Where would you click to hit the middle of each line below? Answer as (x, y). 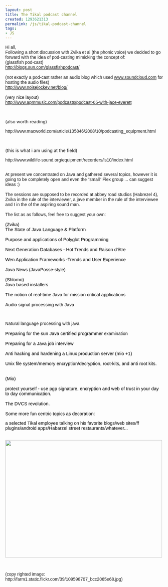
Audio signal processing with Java (40, 305)
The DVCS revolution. (28, 404)
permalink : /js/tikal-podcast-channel (46, 24)
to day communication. (28, 394)
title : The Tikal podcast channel (41, 15)
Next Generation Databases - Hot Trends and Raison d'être (66, 249)
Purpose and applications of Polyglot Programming (57, 239)
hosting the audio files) (27, 82)
